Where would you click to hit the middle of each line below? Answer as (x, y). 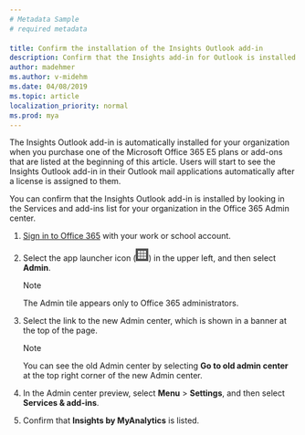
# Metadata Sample (44, 19)
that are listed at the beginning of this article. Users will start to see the (142, 162)
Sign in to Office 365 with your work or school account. (126, 236)
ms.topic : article (44, 96)
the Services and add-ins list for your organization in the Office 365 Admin (149, 209)
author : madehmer (42, 67)
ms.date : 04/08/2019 (49, 87)
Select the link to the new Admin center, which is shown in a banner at (155, 321)
